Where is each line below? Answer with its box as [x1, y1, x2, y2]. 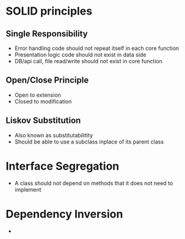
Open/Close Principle [5, 75, 89, 86]
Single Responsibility [5, 29, 88, 39]
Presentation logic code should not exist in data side [14, 51, 147, 58]
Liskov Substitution [5, 116, 81, 126]
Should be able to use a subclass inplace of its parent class [14, 138, 164, 145]
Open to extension [14, 91, 62, 99]
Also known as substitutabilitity [14, 131, 93, 139]
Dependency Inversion [5, 207, 123, 221]
